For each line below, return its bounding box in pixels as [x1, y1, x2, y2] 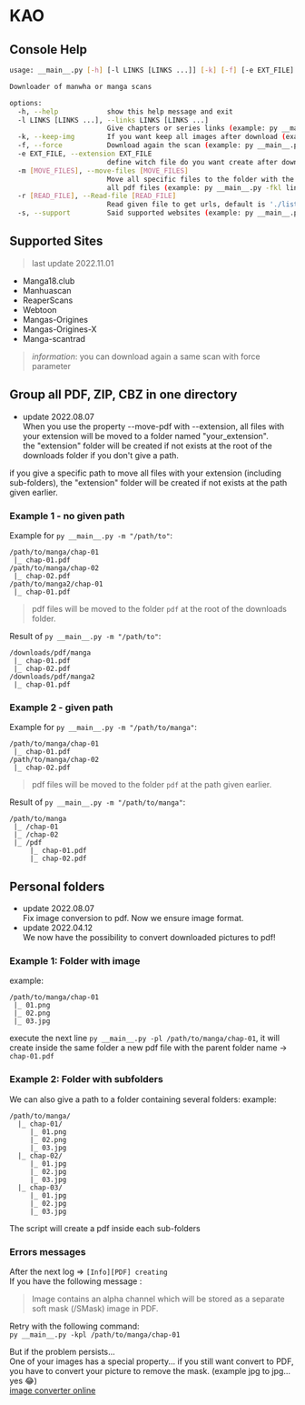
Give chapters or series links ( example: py [106, 124, 279, 133]
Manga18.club [22, 275, 75, 286]
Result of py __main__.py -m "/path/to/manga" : [9, 797, 186, 808]
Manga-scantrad [22, 333, 86, 344]
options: [9, 98, 43, 107]
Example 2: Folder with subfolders [9, 1073, 163, 1086]
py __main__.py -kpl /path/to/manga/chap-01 [9, 1330, 181, 1340]
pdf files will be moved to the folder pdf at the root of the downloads [31, 603, 288, 614]
